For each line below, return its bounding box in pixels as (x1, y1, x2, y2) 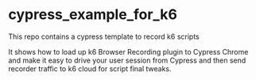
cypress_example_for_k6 (8, 6, 177, 24)
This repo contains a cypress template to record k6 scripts (8, 32, 200, 41)
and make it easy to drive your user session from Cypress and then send (8, 55, 246, 65)
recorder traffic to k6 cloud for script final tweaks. (8, 63, 173, 73)
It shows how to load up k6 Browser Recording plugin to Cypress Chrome (8, 47, 249, 56)
